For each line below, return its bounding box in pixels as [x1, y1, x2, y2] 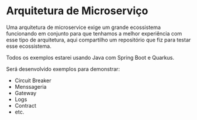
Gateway [14, 89, 37, 96]
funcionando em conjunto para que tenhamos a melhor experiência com [6, 30, 182, 37]
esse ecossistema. [6, 43, 51, 50]
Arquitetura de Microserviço [6, 4, 148, 18]
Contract [14, 102, 37, 109]
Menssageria [14, 83, 47, 90]
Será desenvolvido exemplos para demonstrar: [6, 65, 120, 72]
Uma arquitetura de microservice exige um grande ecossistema [6, 24, 161, 31]
